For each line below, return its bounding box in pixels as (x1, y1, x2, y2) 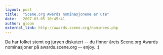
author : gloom (5, 21, 35, 26)
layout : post (5, 7, 32, 12)
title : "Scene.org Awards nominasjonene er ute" (5, 12, 110, 17)
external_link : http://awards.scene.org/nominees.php (5, 26, 119, 30)
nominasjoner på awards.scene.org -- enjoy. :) (5, 44, 100, 50)
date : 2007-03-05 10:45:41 (5, 16, 65, 21)
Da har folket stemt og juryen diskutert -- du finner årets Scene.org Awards (5, 39, 158, 45)
